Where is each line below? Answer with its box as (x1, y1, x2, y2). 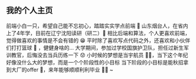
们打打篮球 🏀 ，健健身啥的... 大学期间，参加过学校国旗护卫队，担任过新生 (6, 44, 184, 51)
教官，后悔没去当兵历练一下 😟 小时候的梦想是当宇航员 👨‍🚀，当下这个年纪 (11, 51, 188, 59)
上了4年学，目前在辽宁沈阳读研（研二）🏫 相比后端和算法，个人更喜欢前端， (6, 29, 191, 36)
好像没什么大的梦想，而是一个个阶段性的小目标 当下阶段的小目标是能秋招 (6, 59, 184, 66)
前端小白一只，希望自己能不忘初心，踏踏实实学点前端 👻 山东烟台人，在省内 (6, 22, 189, 29)
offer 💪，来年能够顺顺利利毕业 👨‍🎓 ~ (26, 66, 113, 73)
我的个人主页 (6, 5, 53, 16)
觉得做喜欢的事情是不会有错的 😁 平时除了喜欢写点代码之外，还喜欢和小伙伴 (6, 37, 191, 44)
